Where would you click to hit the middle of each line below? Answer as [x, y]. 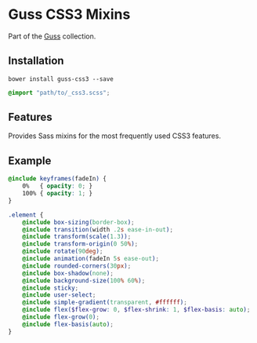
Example [30, 161]
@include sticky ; [51, 288]
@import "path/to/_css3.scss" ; [59, 93]
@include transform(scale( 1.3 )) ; [77, 237]
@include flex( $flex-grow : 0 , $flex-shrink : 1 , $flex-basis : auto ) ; [136, 310]
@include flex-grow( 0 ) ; [61, 317]
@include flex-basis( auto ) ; [68, 324]
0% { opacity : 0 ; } [57, 186]
